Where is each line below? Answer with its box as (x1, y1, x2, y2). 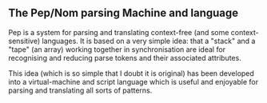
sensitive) (8, 36, 41, 46)
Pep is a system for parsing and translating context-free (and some (8, 27, 229, 37)
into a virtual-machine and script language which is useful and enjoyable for (8, 77, 258, 86)
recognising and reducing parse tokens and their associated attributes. (8, 53, 241, 62)
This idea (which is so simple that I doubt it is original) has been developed (8, 68, 254, 78)
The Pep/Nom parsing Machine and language (8, 6, 239, 20)
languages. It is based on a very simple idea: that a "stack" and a (42, 36, 256, 46)
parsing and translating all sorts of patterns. (8, 85, 153, 95)
